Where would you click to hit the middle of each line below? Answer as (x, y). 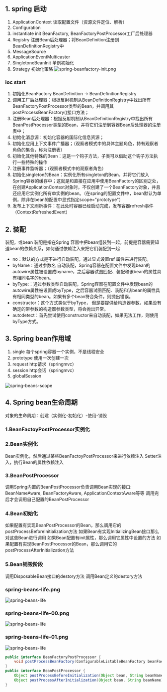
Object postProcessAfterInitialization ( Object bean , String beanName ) (89, 680)
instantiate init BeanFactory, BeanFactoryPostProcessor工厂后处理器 (83, 33)
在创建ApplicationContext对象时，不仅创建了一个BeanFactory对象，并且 (86, 187)
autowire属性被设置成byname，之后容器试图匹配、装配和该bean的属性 (85, 271)
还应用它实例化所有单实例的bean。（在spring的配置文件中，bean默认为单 (87, 193)
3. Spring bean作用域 (38, 339)
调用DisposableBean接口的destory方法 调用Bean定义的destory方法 (74, 576)
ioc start (15, 82)
